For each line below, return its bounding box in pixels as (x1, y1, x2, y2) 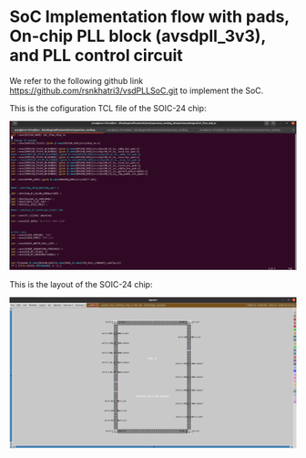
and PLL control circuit (9, 46, 184, 66)
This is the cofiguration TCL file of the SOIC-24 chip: (9, 102, 207, 113)
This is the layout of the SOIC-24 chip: (9, 279, 153, 290)
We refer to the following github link (9, 75, 144, 86)
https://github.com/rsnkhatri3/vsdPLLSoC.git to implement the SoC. (9, 85, 264, 96)
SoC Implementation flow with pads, (9, 6, 290, 27)
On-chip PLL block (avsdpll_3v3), (9, 26, 266, 47)
